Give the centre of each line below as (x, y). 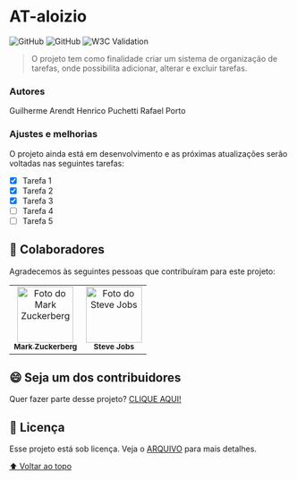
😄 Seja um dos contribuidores (95, 378)
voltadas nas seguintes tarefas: (67, 163)
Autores (27, 91)
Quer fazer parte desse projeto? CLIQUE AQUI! (95, 399)
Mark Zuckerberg (46, 347)
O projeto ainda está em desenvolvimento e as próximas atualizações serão (148, 153)
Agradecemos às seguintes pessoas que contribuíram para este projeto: (142, 271)
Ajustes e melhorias (54, 134)
